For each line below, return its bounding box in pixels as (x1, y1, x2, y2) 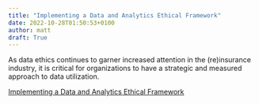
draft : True (8, 33, 48, 42)
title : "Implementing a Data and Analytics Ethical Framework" (8, 11, 222, 20)
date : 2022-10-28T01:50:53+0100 (8, 19, 115, 27)
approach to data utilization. (8, 72, 100, 81)
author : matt (8, 26, 51, 34)
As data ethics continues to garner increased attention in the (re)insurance (8, 55, 252, 65)
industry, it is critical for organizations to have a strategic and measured (8, 64, 242, 73)
